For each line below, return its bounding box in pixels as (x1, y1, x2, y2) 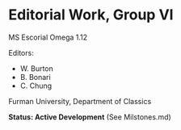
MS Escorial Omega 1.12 (8, 32, 88, 42)
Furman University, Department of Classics (8, 96, 152, 106)
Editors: (8, 48, 34, 57)
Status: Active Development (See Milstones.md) (8, 111, 171, 122)
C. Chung (19, 81, 53, 90)
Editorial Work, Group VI (8, 6, 174, 24)
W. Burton (19, 63, 54, 73)
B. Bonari (19, 72, 51, 82)
